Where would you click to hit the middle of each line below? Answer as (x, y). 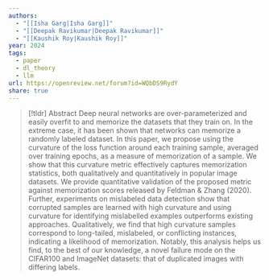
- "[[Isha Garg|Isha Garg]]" (64, 23)
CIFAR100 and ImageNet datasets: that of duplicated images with (136, 259)
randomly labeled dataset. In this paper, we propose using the (130, 139)
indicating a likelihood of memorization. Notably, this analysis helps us (145, 241)
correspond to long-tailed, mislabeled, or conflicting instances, (132, 233)
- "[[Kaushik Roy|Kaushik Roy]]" (72, 38)
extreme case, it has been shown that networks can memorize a (134, 130)
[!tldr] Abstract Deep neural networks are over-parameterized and (137, 113)
